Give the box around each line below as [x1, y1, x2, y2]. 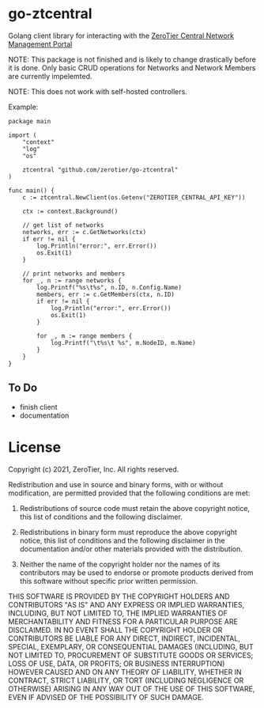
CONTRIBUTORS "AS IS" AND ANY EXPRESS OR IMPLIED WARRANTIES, [8, 600, 245, 609]
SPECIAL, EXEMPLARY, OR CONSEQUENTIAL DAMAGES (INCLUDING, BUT [8, 642, 255, 651]
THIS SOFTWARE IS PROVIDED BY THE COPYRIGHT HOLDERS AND [8, 591, 231, 601]
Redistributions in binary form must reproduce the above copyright [19, 527, 237, 536]
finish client [19, 402, 58, 411]
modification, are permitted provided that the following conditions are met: [8, 488, 251, 498]
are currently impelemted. [8, 71, 92, 81]
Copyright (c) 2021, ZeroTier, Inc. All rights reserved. [8, 464, 179, 474]
